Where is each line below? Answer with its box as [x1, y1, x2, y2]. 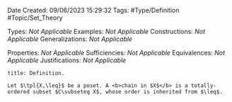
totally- [190, 82, 217, 89]
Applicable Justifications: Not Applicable [7, 56, 127, 64]
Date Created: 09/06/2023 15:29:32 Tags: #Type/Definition [7, 6, 180, 14]
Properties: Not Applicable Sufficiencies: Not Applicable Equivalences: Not [7, 49, 225, 57]
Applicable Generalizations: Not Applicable [7, 35, 133, 43]
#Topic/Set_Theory [7, 13, 63, 22]
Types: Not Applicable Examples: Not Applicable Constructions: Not [7, 28, 206, 35]
